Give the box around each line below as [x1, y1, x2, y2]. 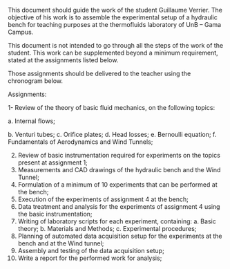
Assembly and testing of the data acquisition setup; [17, 247, 164, 254]
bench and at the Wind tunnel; [17, 239, 104, 248]
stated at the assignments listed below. [8, 56, 119, 64]
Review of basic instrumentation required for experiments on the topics [17, 151, 220, 159]
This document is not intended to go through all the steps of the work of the [8, 41, 224, 49]
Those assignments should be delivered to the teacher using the [8, 69, 191, 77]
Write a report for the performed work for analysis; [17, 254, 162, 262]
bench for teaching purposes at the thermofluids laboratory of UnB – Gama [8, 21, 222, 28]
